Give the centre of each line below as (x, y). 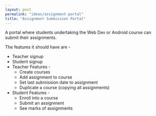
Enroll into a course (39, 98)
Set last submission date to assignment (59, 82)
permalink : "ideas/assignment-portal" (44, 14)
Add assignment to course (46, 77)
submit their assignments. (31, 38)
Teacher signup (28, 57)
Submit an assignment (42, 103)
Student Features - (31, 93)
